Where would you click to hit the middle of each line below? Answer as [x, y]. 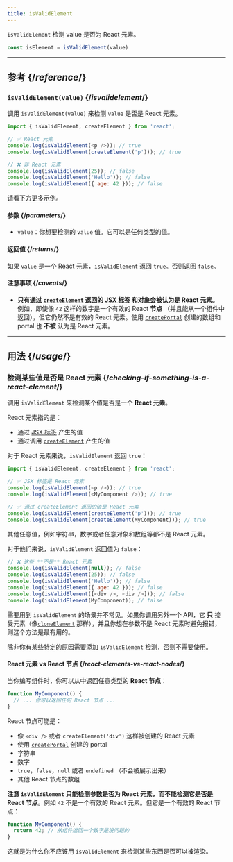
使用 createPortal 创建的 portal [62, 744]
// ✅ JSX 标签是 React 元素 [46, 482]
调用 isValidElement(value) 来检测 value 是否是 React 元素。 [94, 113]
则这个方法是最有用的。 [41, 632]
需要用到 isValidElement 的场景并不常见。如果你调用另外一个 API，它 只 [110, 614]
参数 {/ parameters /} [37, 215]
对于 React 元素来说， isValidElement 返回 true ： [77, 456]
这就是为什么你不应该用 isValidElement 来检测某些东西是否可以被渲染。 [110, 852]
